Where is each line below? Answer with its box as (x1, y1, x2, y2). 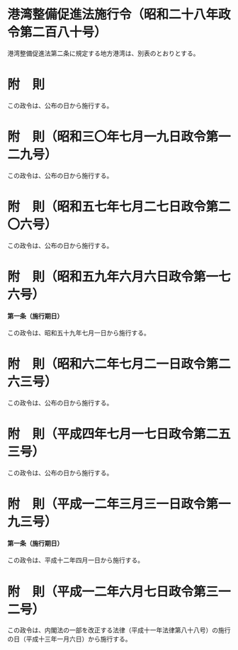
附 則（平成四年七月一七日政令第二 (7, 426, 219, 442)
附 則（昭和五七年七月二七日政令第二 (7, 199, 232, 215)
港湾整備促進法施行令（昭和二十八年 (7, 6, 219, 23)
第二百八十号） (20, 24, 108, 40)
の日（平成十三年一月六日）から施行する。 (7, 635, 132, 644)
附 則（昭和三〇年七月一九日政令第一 (7, 129, 232, 145)
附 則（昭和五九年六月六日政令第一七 (7, 269, 232, 284)
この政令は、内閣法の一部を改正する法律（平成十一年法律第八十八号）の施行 (7, 626, 231, 634)
